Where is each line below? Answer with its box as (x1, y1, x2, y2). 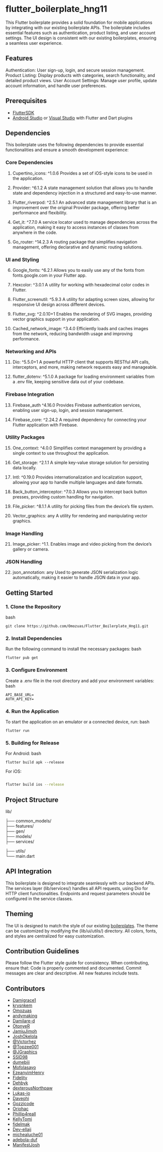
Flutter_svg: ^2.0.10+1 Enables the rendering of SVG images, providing (12, 311, 152, 317)
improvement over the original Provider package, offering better (12, 204, 140, 210)
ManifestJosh (12, 1142, 40, 1148)
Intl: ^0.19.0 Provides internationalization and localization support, (12, 474, 143, 480)
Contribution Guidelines (5, 947, 79, 956)
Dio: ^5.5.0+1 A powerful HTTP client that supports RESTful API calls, (12, 359, 150, 365)
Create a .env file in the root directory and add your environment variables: (5, 677, 154, 684)
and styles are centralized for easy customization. (5, 933, 105, 939)
